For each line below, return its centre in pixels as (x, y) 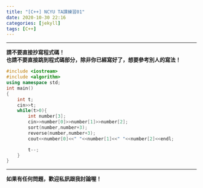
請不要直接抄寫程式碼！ (35, 53)
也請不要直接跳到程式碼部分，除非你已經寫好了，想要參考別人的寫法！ (94, 60)
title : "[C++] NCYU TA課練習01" (46, 12)
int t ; (25, 99)
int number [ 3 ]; (47, 116)
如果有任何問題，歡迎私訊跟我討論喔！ (54, 179)
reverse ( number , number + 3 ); (62, 133)
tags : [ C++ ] (21, 29)
